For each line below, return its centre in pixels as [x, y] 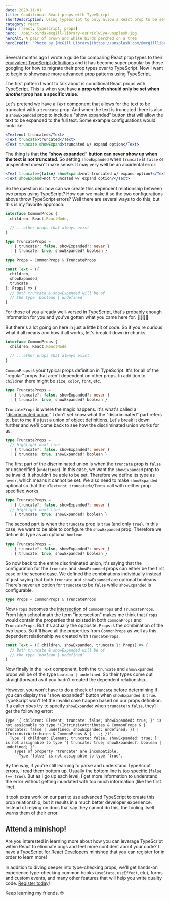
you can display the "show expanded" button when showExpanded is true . [81, 695]
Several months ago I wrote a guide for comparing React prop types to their [84, 57]
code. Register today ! [28, 883]
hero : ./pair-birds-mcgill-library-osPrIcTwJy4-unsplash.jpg [71, 33]
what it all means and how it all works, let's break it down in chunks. [76, 333]
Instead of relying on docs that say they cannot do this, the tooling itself [80, 808]
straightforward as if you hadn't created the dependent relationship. [76, 680]
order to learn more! [26, 857]
